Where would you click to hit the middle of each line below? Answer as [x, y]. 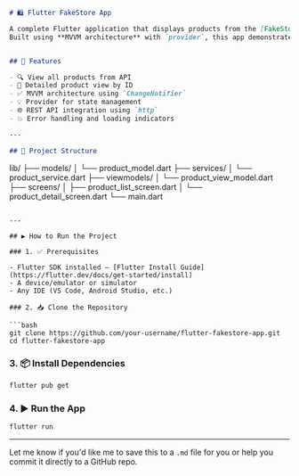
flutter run [31, 427]
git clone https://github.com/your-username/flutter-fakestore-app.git [145, 333]
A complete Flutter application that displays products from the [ [137, 29]
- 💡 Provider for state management [76, 103]
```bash [24, 325]
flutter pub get [39, 385]
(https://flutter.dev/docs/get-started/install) [101, 275]
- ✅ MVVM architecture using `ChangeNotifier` [98, 94]
